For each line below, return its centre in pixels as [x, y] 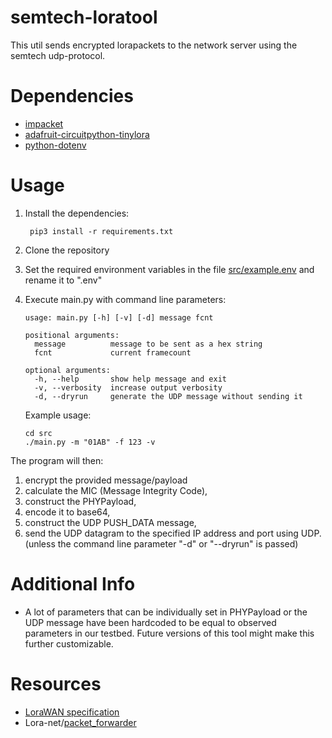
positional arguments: [72, 335]
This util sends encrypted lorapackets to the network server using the [154, 45]
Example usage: [58, 415]
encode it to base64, [67, 512]
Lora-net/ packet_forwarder [80, 722]
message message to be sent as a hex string [148, 344]
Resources [56, 683]
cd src [38, 433]
